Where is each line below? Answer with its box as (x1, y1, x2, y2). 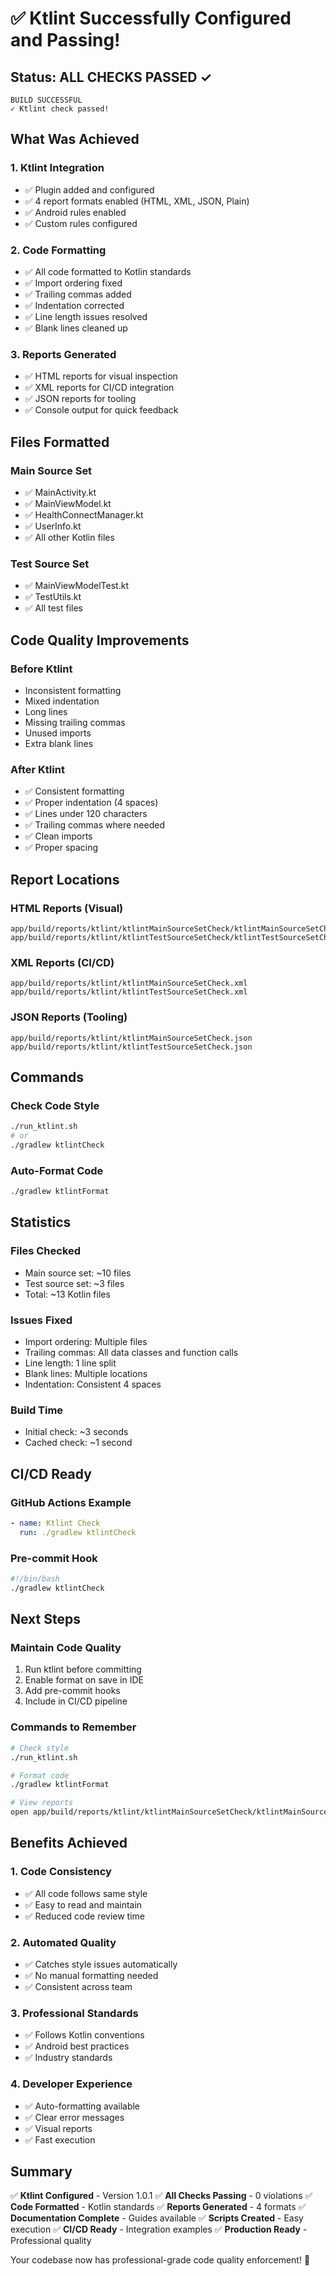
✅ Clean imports (24, 830, 93, 842)
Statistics (10, 1214, 72, 1231)
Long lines (24, 705, 68, 717)
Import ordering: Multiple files (24, 1336, 148, 1347)
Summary (10, 2163, 73, 2180)
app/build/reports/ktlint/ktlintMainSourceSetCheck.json (10, 1033, 253, 1043)
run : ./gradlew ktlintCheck (19, 1527, 137, 1537)
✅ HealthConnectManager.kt (24, 508, 144, 521)
